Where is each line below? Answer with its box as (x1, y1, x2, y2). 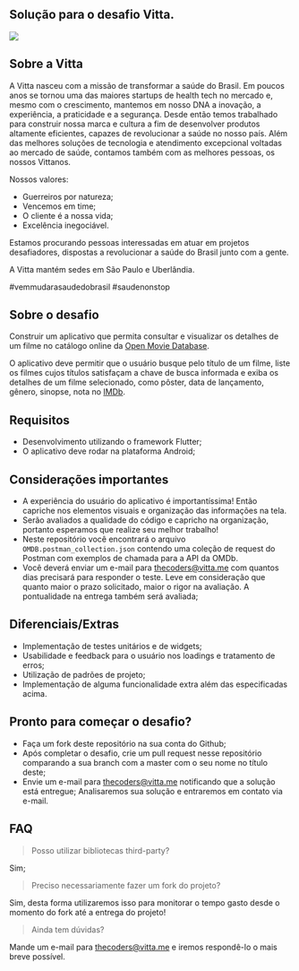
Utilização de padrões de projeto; (21, 669, 146, 680)
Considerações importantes (9, 472, 169, 487)
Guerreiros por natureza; (21, 191, 114, 202)
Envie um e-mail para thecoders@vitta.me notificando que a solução (21, 776, 276, 787)
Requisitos (9, 412, 70, 428)
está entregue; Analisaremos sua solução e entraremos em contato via (21, 785, 284, 796)
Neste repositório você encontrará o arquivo (21, 533, 186, 545)
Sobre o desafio (9, 308, 100, 323)
